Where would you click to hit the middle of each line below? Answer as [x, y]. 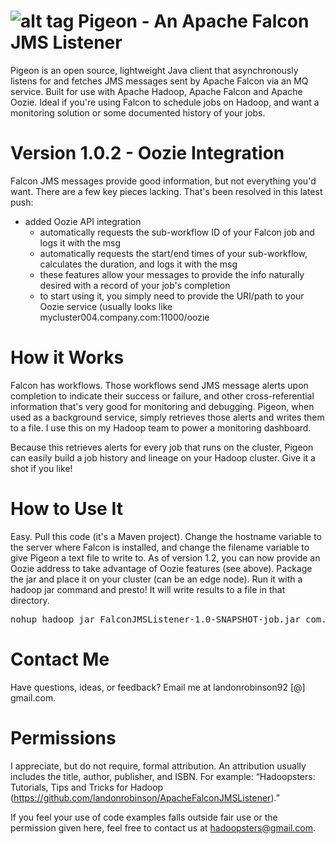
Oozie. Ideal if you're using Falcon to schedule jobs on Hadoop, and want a [165, 102]
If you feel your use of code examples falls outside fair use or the [144, 817]
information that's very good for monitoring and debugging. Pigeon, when [162, 406]
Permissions [63, 737]
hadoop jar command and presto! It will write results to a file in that [148, 589]
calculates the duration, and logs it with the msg [138, 264]
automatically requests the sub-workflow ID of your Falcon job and [177, 232]
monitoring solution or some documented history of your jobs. [138, 112]
